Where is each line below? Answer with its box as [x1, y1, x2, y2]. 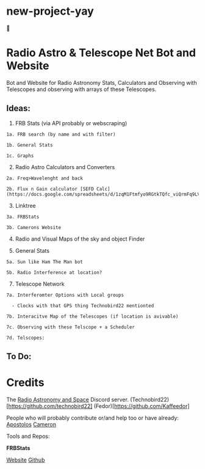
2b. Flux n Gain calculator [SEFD [6, 186, 95, 192]
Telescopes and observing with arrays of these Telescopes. [6, 85, 157, 93]
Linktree [15, 202, 37, 209]
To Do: [6, 351, 32, 362]
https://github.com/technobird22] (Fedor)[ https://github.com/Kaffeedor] [8, 402, 190, 410]
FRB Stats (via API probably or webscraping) [15, 119, 128, 126]
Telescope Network [15, 280, 65, 288]
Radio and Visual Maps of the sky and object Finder [15, 235, 145, 242]
